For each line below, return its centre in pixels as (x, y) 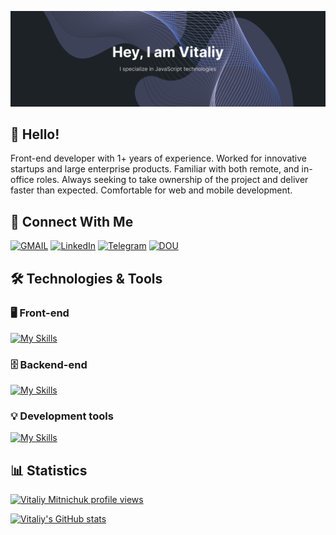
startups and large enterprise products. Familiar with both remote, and (155, 169)
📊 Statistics (49, 470)
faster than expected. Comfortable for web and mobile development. (151, 190)
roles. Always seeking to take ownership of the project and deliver (172, 180)
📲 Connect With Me (72, 221)
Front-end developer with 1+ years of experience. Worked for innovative (159, 158)
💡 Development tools (62, 416)
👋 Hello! (35, 134)
